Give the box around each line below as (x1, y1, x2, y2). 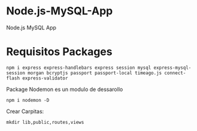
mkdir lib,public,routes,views (6, 119, 84, 125)
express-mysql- (153, 65, 192, 71)
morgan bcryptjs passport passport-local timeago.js (28, 70, 162, 76)
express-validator (22, 75, 68, 81)
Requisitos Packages (6, 45, 113, 59)
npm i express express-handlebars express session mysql (6, 65, 151, 71)
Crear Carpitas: (6, 108, 44, 115)
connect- (164, 70, 186, 76)
